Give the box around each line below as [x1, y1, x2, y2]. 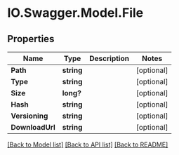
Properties [7, 33, 55, 45]
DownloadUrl [11, 123, 56, 132]
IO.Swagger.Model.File [7, 5, 144, 21]
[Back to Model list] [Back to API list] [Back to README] [7, 140, 168, 149]
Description [89, 54, 130, 63]
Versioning [11, 111, 48, 121]
